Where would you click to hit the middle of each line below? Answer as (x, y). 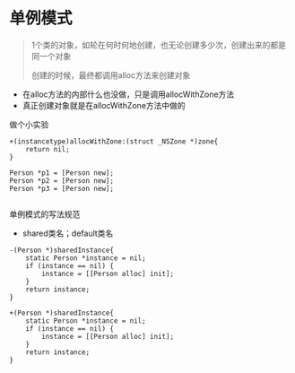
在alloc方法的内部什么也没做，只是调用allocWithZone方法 (128, 94)
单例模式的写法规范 (45, 214)
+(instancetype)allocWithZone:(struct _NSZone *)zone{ (114, 141)
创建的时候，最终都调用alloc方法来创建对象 (111, 75)
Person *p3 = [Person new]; (62, 188)
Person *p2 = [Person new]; (62, 180)
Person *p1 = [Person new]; (62, 173)
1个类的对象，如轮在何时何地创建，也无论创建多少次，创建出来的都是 (159, 45)
